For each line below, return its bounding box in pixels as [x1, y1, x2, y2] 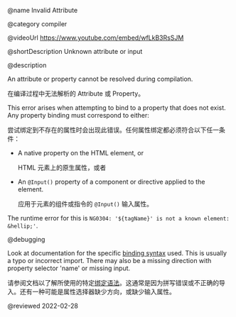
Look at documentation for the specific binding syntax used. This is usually [7, 249, 227, 257]
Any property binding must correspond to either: [7, 111, 149, 119]
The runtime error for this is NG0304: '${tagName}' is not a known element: [7, 214, 230, 222]
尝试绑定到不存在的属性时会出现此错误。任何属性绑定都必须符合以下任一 [7, 126, 219, 134]
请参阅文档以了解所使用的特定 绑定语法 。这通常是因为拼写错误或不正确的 [7, 279, 219, 287]
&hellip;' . [7, 221, 38, 230]
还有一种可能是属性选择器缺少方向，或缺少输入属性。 [19, 287, 176, 296]
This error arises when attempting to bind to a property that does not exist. [7, 104, 226, 112]
